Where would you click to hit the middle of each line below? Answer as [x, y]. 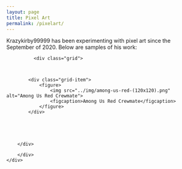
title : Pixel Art [28, 18]
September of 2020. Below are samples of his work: [72, 47]
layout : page [23, 12]
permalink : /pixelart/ [35, 23]
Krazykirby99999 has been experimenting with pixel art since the [89, 41]
